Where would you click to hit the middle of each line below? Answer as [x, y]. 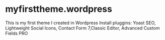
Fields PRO [17, 33]
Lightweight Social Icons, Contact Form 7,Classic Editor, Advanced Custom [82, 28]
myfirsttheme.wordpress [59, 9]
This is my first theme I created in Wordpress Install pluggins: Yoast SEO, [80, 23]
